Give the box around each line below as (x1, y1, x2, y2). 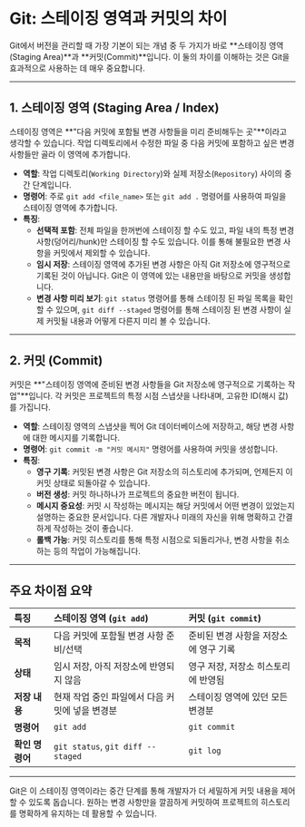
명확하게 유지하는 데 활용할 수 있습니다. (18, 808, 157, 819)
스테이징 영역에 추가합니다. (22, 201, 118, 213)
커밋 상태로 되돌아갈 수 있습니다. (35, 477, 151, 488)
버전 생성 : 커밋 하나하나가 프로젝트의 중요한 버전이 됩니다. (35, 489, 240, 500)
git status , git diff (53, 740, 143, 753)
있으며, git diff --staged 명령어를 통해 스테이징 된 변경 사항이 (55, 304, 282, 315)
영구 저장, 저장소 (188, 660, 255, 673)
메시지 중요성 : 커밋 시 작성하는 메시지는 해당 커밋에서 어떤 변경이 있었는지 (35, 500, 295, 511)
